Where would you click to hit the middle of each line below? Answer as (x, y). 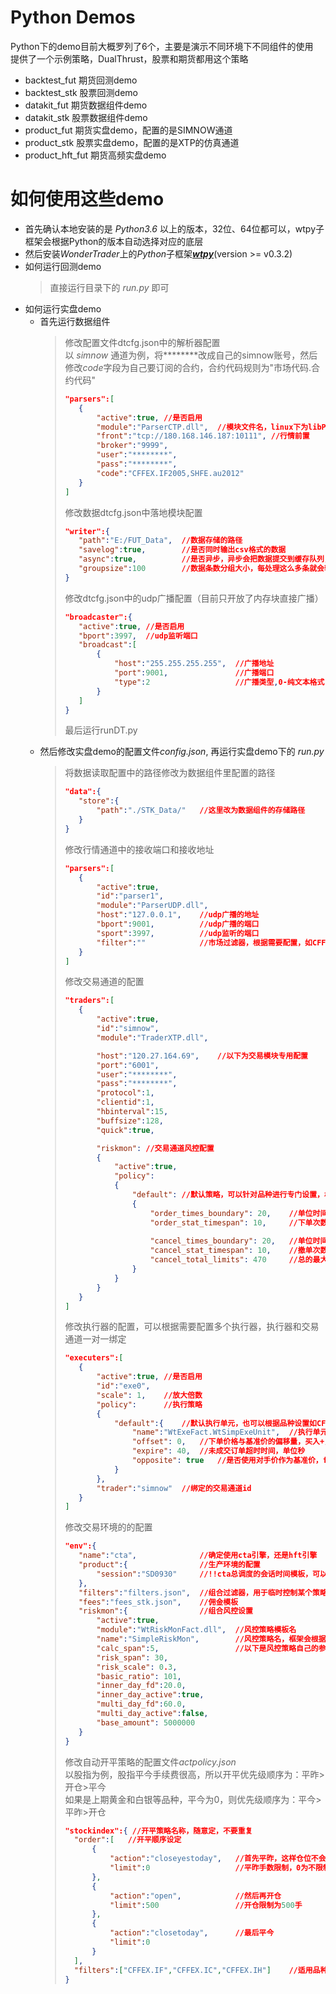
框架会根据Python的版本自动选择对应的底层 (114, 241)
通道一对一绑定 (95, 1339)
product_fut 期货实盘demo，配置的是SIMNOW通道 (128, 130)
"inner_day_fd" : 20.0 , (141, 1686)
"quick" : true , (125, 1130)
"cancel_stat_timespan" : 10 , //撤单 (231, 1251)
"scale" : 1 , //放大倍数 (149, 1395)
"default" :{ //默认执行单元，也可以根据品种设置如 (216, 1423)
